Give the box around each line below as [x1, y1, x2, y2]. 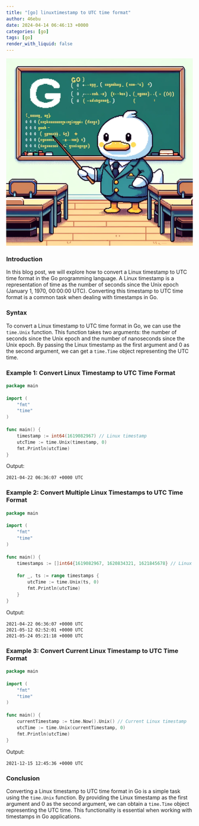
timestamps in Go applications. [6, 812, 82, 820]
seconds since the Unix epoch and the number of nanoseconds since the [6, 335, 185, 342]
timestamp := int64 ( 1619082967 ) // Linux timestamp [17, 433, 147, 439]
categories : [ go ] [6, 29, 49, 34]
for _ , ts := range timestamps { [17, 573, 99, 579]
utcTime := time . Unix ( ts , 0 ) [27, 579, 99, 585]
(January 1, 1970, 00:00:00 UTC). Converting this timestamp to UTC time [6, 287, 184, 294]
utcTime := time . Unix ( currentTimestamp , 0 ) [17, 724, 126, 731]
